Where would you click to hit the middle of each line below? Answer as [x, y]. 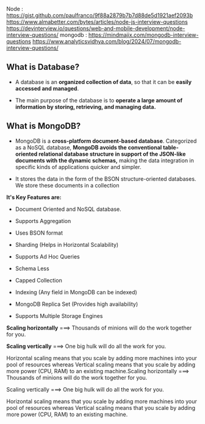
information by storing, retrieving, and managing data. [85, 107]
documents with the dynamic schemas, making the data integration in [104, 160]
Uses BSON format [39, 233]
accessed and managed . [47, 88]
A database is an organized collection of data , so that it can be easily [103, 81]
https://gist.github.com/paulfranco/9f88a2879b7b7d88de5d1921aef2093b [100, 15]
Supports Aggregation [43, 221]
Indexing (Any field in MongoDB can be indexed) [76, 292]
